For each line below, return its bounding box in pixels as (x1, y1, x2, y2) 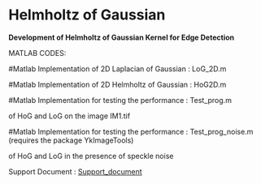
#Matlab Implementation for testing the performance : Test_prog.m (8, 95, 232, 105)
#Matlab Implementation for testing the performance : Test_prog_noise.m (8, 126, 254, 136)
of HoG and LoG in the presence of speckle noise (8, 151, 174, 160)
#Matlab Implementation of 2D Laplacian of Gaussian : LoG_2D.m (8, 63, 227, 74)
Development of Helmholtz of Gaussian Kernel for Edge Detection (8, 32, 234, 42)
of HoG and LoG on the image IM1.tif (8, 111, 131, 121)
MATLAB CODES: (8, 48, 67, 58)
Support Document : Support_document (8, 166, 142, 176)
